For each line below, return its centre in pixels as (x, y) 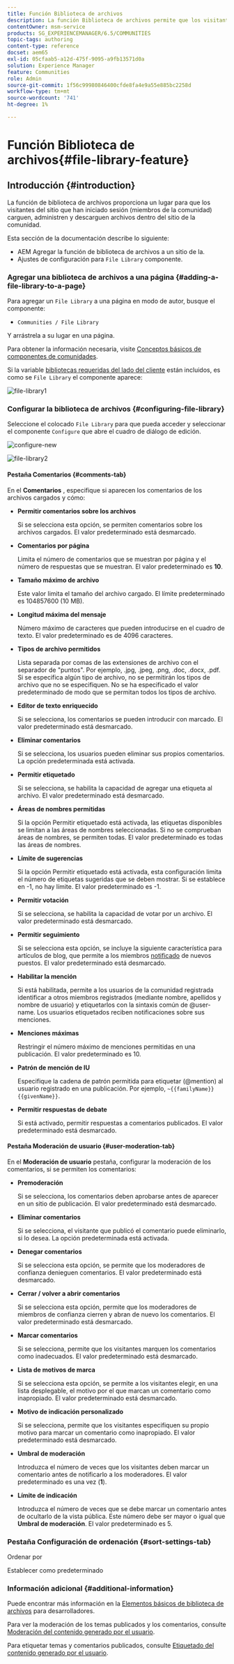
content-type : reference (43, 46)
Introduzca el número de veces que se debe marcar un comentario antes (122, 1508)
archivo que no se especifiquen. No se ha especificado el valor (108, 684)
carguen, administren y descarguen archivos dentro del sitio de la (101, 217)
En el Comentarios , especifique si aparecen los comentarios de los (105, 490)
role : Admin (24, 78)
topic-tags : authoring (40, 40)
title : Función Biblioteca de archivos (65, 14)
